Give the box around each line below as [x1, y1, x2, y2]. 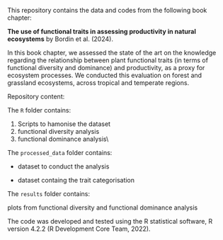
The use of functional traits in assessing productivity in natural [7, 28, 196, 35]
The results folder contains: [7, 190, 91, 198]
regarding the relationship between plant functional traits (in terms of [7, 56, 209, 64]
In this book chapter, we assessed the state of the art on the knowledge [7, 49, 217, 57]
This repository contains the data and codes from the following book [7, 6, 207, 14]
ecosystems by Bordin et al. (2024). [7, 35, 113, 43]
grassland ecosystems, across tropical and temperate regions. [7, 79, 190, 87]
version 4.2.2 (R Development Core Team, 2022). [7, 224, 151, 233]
